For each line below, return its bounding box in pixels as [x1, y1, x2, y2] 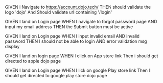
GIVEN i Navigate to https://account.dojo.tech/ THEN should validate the [5, 4, 151, 10]
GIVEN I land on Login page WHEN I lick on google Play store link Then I [5, 67, 150, 73]
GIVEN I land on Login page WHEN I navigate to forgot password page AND [5, 19, 158, 24]
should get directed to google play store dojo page [5, 73, 107, 78]
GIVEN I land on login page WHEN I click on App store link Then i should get [5, 53, 158, 59]
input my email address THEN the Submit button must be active [5, 24, 133, 30]
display [5, 44, 20, 49]
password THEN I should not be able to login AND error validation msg [5, 38, 147, 44]
